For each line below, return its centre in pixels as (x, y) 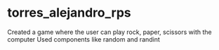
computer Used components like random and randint (84, 39)
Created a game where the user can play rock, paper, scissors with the (109, 32)
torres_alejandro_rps (69, 13)
